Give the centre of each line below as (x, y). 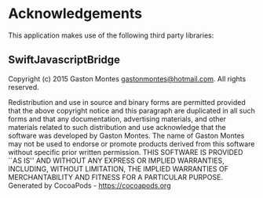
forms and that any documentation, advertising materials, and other (117, 119)
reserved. (24, 87)
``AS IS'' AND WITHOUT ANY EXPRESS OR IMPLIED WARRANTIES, (117, 160)
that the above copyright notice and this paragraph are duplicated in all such (131, 110)
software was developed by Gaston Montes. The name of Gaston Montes (126, 135)
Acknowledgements (75, 14)
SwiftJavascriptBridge (64, 60)
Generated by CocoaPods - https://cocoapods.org (89, 185)
